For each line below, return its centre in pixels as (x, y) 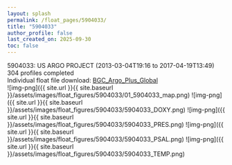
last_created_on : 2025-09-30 (49, 40)
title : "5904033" (32, 26)
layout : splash (29, 14)
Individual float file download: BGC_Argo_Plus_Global (82, 80)
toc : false (23, 46)
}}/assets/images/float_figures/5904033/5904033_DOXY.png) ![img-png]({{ (116, 110)
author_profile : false (40, 33)
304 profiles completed (41, 73)
